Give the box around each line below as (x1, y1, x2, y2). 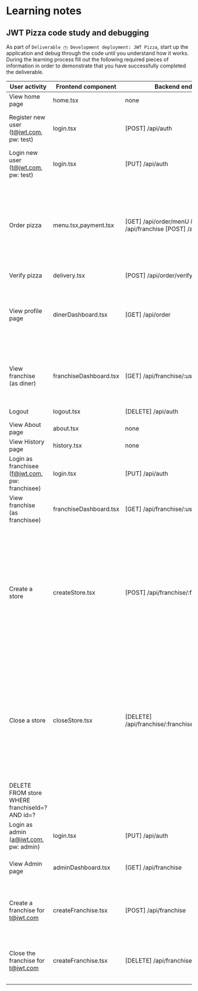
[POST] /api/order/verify (125, 271, 193, 279)
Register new (9, 114, 45, 121)
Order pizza (9, 221, 42, 229)
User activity (9, 83, 47, 90)
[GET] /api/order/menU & (125, 218, 194, 225)
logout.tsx (52, 407, 81, 415)
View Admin (9, 860, 42, 867)
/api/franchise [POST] (125, 225, 186, 233)
